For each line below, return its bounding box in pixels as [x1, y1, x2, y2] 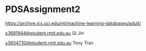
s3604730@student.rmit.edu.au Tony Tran [5, 39, 94, 46]
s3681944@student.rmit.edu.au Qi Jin [5, 30, 84, 36]
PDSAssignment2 [5, 4, 81, 15]
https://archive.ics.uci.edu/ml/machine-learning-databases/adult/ [5, 20, 141, 26]
